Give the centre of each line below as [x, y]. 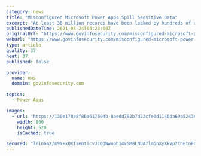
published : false [28, 62]
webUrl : [16, 39]
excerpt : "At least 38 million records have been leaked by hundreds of [99, 23]
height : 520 [32, 127]
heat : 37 [17, 56]
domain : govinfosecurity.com [48, 84]
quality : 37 [21, 51]
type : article [24, 45]
